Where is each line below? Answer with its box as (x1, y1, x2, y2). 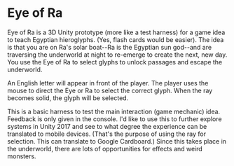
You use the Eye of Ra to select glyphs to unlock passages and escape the (7, 57, 223, 66)
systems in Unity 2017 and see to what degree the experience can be (7, 122, 207, 130)
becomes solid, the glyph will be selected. (7, 93, 129, 102)
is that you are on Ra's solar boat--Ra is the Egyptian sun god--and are (7, 43, 212, 51)
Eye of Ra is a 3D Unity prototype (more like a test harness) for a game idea (7, 28, 226, 36)
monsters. (7, 152, 36, 160)
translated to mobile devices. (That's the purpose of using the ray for (7, 130, 207, 138)
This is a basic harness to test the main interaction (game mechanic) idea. (7, 107, 221, 116)
